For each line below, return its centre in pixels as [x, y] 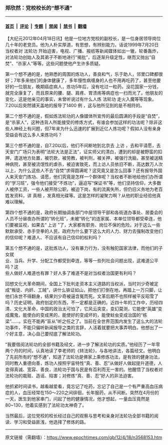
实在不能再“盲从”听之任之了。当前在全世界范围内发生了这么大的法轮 [93, 321]
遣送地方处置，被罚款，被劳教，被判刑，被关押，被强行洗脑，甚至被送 [86, 158]
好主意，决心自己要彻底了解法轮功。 [46, 333]
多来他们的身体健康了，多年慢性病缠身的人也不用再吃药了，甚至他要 [91, 80]
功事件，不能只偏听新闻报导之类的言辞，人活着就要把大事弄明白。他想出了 [82, 327]
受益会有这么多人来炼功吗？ [34, 135]
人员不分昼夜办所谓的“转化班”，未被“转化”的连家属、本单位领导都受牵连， [81, 218]
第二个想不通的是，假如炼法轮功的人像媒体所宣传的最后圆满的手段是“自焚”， [84, 116]
